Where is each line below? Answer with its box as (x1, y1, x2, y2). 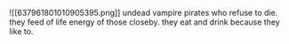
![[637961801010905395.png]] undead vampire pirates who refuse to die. (9, 8, 278, 18)
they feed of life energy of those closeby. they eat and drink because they (9, 17, 280, 27)
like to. (9, 26, 34, 36)
